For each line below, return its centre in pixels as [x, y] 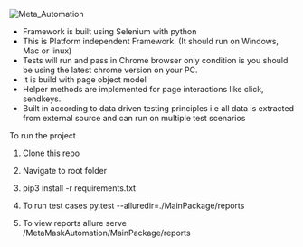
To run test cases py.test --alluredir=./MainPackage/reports [133, 205]
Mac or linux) [47, 51]
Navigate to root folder [64, 171]
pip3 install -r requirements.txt [79, 188]
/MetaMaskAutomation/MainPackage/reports [107, 233]
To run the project [43, 135]
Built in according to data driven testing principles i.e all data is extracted [158, 108]
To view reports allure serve [74, 223]
